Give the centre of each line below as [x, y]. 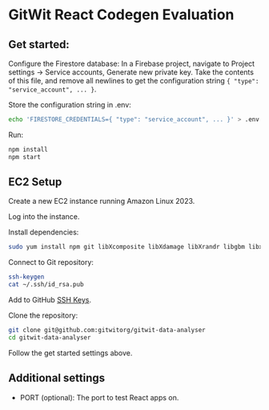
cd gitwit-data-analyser [50, 337]
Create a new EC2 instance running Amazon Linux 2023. [102, 201]
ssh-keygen [26, 277]
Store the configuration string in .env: [70, 105]
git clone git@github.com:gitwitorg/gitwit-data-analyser [107, 331]
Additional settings [57, 378]
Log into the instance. [44, 217]
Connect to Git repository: [51, 262]
